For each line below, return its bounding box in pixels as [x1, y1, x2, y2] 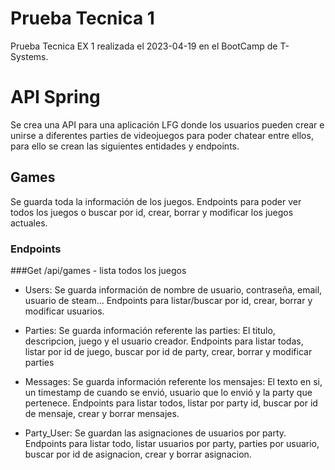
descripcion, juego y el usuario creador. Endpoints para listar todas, [24, 335, 304, 347]
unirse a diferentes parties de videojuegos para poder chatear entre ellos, [10, 129, 314, 141]
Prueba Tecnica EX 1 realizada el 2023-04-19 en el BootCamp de [10, 40, 278, 52]
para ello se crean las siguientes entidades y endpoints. [10, 140, 240, 152]
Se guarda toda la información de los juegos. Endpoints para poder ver [10, 195, 302, 207]
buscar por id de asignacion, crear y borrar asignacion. [24, 448, 252, 460]
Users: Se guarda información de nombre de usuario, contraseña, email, [24, 283, 323, 296]
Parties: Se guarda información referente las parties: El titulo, [24, 324, 276, 336]
